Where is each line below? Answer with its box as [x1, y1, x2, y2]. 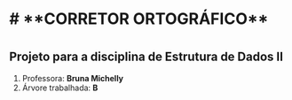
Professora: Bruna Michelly [21, 73, 124, 83]
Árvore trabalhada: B [21, 82, 99, 93]
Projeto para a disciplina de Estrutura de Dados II [9, 50, 284, 65]
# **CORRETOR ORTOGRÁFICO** [9, 9, 269, 29]
